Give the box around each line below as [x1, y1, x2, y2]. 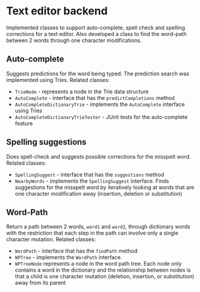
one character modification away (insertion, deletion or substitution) [14, 190, 183, 197]
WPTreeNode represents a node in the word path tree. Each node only [14, 260, 182, 267]
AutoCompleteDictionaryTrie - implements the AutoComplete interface [14, 101, 185, 108]
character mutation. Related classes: [6, 236, 96, 243]
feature [14, 120, 33, 127]
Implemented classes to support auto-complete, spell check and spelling [6, 24, 185, 31]
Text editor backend [6, 4, 108, 18]
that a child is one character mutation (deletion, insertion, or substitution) [14, 273, 195, 280]
